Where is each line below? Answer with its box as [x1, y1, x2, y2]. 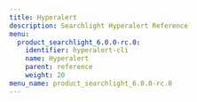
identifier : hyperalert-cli [25, 46, 129, 55]
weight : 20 [25, 71, 66, 80]
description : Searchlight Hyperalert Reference [9, 21, 189, 30]
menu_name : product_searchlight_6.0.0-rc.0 [9, 79, 173, 88]
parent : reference [25, 63, 93, 72]
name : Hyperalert [25, 54, 90, 63]
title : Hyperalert [9, 12, 77, 22]
